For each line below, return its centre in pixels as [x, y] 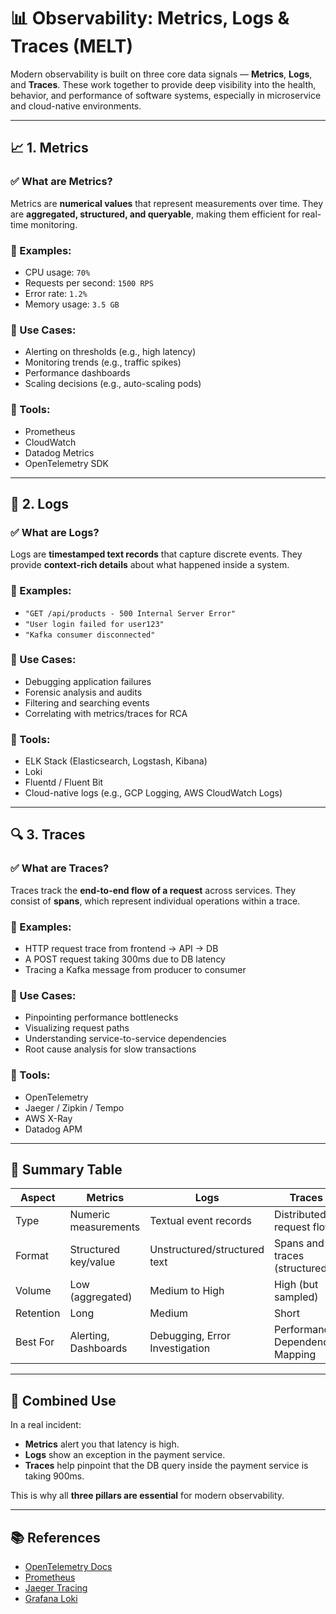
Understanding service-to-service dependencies [125, 1039]
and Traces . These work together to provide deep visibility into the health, [163, 84]
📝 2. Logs [40, 503]
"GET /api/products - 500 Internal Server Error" [130, 613]
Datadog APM [53, 1129]
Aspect [37, 1198]
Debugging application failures [88, 681]
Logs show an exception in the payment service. [125, 1455]
